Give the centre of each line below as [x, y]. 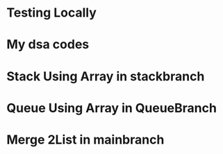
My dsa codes [48, 45]
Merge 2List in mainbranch [85, 139]
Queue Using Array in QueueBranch [111, 108]
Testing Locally [51, 13]
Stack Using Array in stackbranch [106, 76]
